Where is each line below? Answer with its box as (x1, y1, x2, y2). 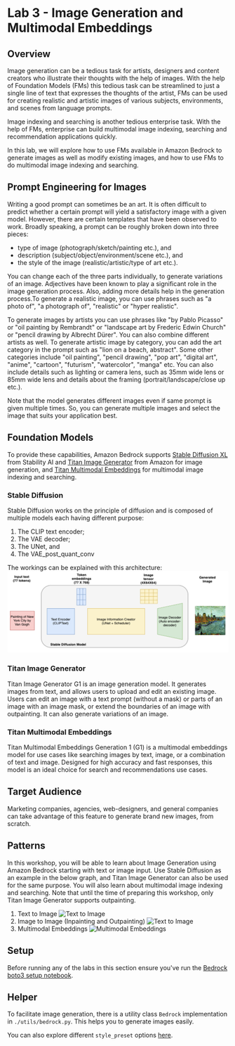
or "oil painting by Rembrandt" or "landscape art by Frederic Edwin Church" (7, 323, 227, 331)
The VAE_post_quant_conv (17, 550, 95, 558)
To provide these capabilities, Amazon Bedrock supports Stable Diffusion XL (7, 450, 228, 458)
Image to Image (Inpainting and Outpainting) (17, 917, 146, 925)
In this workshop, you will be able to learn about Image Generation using (7, 858, 217, 867)
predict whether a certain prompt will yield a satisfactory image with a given (7, 207, 227, 216)
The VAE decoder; (17, 534, 71, 543)
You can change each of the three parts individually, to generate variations (7, 272, 223, 280)
